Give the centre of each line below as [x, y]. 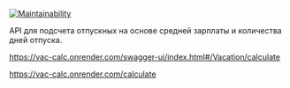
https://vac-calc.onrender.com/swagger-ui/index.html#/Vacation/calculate [145, 57]
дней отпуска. [36, 40]
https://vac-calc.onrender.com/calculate [83, 74]
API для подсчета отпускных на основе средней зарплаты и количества [145, 30]
